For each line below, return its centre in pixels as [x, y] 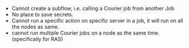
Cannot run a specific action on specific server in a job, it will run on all [97, 21]
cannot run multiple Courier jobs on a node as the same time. [85, 33]
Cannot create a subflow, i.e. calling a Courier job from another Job [93, 8]
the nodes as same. [36, 27]
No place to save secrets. [42, 14]
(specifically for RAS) [37, 39]
